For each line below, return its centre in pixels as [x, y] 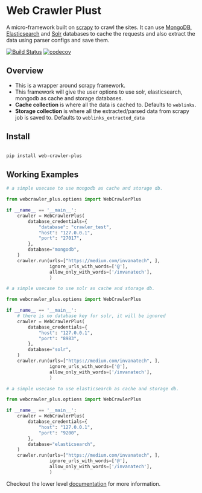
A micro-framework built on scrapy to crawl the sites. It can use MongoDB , [99, 27]
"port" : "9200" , [59, 433]
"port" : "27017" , [60, 238]
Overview [25, 71]
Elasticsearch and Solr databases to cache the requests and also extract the [101, 33]
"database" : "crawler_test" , [75, 227]
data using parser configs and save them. [58, 40]
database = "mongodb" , [54, 250]
